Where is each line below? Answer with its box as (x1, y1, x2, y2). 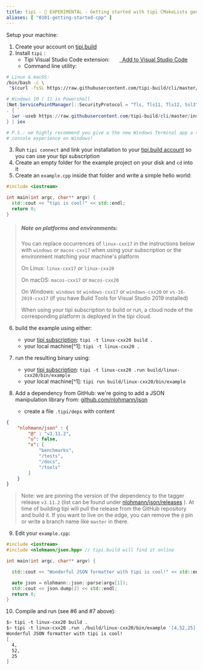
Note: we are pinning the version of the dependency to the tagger (21, 492, 185, 500)
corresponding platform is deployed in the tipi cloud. (21, 313, 152, 320)
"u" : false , (28, 436, 59, 442)
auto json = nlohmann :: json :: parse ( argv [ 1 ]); (11, 580, 129, 586)
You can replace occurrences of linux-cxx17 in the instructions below (21, 240, 195, 247)
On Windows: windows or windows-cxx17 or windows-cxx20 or (21, 288, 169, 295)
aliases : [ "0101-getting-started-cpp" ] (6, 15, 112, 21)
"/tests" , (38, 453, 63, 459)
